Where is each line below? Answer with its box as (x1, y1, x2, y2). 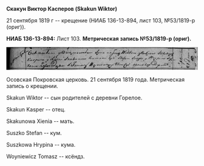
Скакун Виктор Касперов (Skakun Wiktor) (6, 5, 117, 12)
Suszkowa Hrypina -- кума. (6, 141, 76, 148)
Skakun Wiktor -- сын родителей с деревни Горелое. (6, 94, 143, 102)
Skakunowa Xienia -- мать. (6, 118, 75, 125)
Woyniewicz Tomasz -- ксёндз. (6, 153, 85, 160)
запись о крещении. (6, 82, 59, 90)
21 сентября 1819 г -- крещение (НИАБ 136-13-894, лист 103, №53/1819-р (6, 17, 195, 24)
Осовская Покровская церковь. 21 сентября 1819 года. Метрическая (6, 76, 185, 84)
